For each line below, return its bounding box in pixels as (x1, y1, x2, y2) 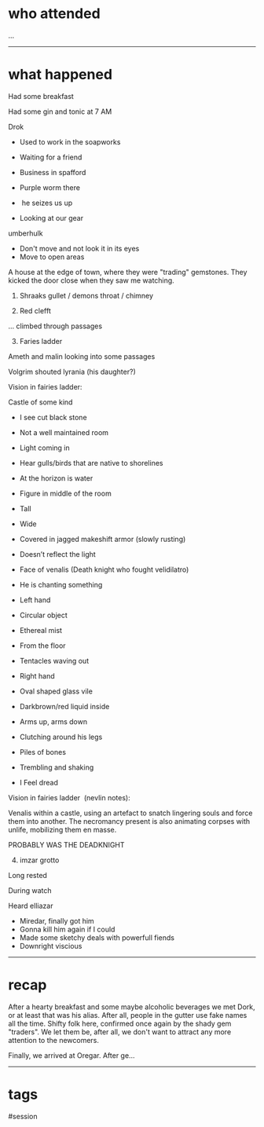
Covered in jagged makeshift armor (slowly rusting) (19, 534, 186, 543)
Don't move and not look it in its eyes (19, 243, 140, 253)
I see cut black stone (19, 412, 88, 422)
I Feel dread (19, 778, 59, 787)
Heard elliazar (8, 901, 53, 910)
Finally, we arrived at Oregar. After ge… (8, 1050, 135, 1060)
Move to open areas (19, 252, 85, 262)
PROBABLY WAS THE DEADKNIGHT (8, 840, 125, 849)
